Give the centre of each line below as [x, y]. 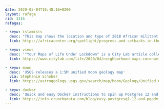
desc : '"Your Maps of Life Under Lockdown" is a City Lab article [78, 54]
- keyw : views [20, 50]
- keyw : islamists [24, 32]
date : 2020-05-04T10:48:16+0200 [38, 9]
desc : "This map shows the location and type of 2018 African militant [84, 36]
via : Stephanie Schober [33, 77]
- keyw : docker [20, 90]
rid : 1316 [15, 18]
